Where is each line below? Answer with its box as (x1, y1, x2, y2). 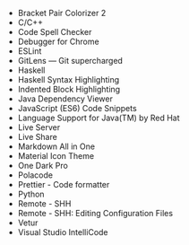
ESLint (17, 46, 42, 57)
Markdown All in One (17, 141, 96, 152)
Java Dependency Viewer (17, 93, 114, 104)
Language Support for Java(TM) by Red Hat (17, 112, 181, 123)
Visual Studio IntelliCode (17, 227, 109, 237)
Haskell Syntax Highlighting (17, 74, 120, 84)
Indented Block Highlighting (17, 84, 121, 94)
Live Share (17, 132, 58, 142)
